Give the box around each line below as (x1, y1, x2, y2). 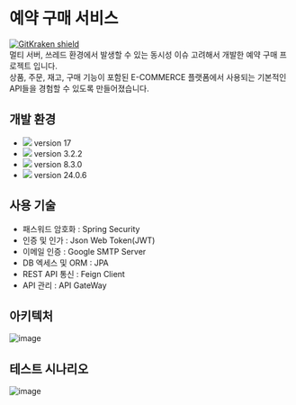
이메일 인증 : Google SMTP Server (22, 246, 147, 256)
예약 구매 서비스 (9, 8, 119, 29)
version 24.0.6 (33, 169, 87, 180)
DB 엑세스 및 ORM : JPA (22, 257, 110, 268)
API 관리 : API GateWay (22, 280, 107, 291)
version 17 (33, 137, 72, 148)
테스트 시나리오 (9, 361, 89, 376)
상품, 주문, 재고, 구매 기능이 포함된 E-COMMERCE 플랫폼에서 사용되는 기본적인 (9, 71, 287, 82)
